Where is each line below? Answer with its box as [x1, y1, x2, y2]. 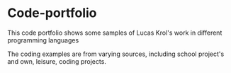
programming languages [7, 35, 79, 44]
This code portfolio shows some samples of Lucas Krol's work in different [7, 28, 222, 37]
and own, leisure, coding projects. [7, 57, 106, 65]
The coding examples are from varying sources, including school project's [7, 50, 225, 58]
